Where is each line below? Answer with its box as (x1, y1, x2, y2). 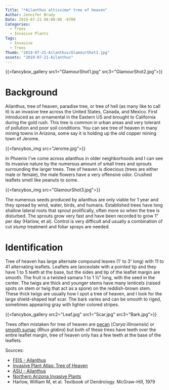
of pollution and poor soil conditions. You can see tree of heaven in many (5, 125, 158, 131)
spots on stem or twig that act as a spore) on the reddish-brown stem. (5, 285, 151, 291)
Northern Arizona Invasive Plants (12, 373, 81, 379)
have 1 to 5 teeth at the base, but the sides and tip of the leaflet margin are (5, 269, 160, 275)
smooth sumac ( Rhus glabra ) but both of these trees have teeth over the (5, 326, 156, 333)
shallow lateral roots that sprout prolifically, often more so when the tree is (5, 207, 160, 214)
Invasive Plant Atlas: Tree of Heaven (12, 363, 88, 369)
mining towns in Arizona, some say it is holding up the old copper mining (5, 130, 157, 136)
